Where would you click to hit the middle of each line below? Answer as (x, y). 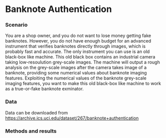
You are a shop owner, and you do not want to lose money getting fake (78, 35)
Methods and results (31, 131)
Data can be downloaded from (37, 112)
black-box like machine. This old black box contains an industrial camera (80, 57)
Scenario (16, 25)
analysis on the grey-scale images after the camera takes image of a (76, 67)
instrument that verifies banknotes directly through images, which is (75, 46)
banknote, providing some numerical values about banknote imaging (76, 73)
